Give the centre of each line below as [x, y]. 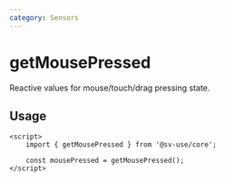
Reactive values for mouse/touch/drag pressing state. [110, 88]
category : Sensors [44, 18]
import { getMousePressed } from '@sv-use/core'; [122, 145]
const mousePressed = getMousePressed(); [105, 161]
